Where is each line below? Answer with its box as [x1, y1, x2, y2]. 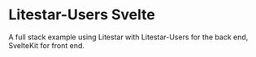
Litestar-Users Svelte [8, 6, 156, 24]
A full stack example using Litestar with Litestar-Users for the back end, [8, 32, 249, 42]
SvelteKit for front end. [8, 40, 85, 50]
